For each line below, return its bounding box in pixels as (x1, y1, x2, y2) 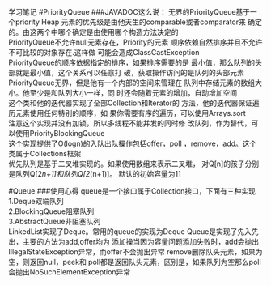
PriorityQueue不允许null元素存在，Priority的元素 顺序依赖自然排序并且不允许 (8, 37, 263, 47)
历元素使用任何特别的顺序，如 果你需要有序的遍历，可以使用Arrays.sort (8, 108, 247, 117)
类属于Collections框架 (8, 149, 82, 158)
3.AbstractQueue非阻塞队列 (8, 217, 101, 226)
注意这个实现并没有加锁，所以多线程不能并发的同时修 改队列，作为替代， (8, 118, 252, 128)
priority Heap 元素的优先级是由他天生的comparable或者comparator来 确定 (15, 17, 263, 27)
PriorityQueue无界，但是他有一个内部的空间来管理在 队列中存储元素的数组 (8, 78, 256, 87)
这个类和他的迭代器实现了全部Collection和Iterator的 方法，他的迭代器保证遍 (8, 98, 260, 108)
